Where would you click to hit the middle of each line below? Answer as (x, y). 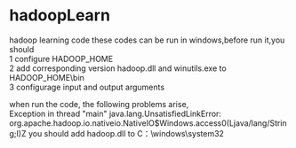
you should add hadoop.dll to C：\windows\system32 (126, 133)
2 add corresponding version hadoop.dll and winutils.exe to (118, 68)
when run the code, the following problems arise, (99, 104)
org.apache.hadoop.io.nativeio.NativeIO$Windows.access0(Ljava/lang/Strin (148, 123)
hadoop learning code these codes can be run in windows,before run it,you (147, 40)
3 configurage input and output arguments (87, 87)
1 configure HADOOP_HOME (61, 58)
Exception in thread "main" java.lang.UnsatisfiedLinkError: (116, 113)
